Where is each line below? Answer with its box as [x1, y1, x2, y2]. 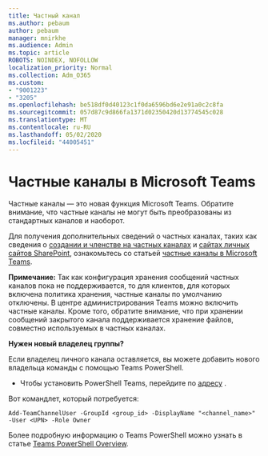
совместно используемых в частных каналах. [8, 323, 166, 333]
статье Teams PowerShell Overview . [8, 439, 130, 449]
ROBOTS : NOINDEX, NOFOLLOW [8, 57, 98, 65]
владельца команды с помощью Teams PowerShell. [8, 363, 184, 373]
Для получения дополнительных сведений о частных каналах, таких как [8, 231, 258, 241]
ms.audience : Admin [8, 42, 74, 50]
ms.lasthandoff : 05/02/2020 [8, 130, 102, 138]
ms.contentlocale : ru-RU [8, 123, 91, 131]
